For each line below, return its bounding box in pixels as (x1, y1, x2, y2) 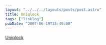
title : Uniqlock (5, 12, 39, 17)
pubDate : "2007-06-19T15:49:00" (5, 21, 72, 26)
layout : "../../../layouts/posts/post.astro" (5, 7, 101, 12)
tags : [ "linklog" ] (5, 16, 43, 21)
